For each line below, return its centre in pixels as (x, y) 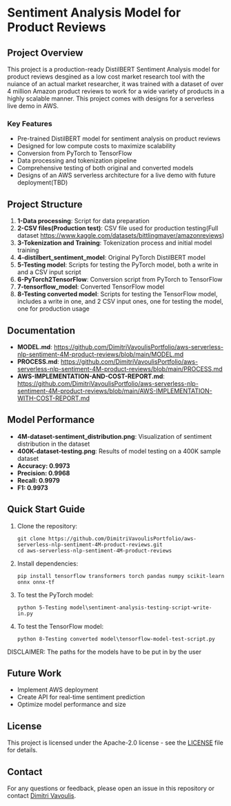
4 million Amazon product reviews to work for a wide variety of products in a (116, 91)
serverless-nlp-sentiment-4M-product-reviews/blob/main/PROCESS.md (120, 369)
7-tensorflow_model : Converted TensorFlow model (91, 287)
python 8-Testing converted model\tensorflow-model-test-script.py (116, 639)
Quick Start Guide (46, 509)
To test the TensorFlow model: (60, 626)
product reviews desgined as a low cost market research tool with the (106, 76)
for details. (22, 750)
